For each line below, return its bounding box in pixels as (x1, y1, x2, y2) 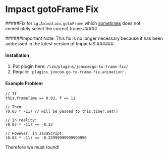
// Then (5, 105, 22, 110)
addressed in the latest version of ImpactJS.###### (5, 40, 114, 46)
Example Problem (5, 80, 43, 86)
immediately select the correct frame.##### (5, 25, 97, 31)
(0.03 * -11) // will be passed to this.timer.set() (5, 109, 119, 114)
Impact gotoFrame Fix (5, 4, 99, 15)
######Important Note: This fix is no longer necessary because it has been (5, 35, 163, 41)
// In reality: (5, 118, 37, 123)
